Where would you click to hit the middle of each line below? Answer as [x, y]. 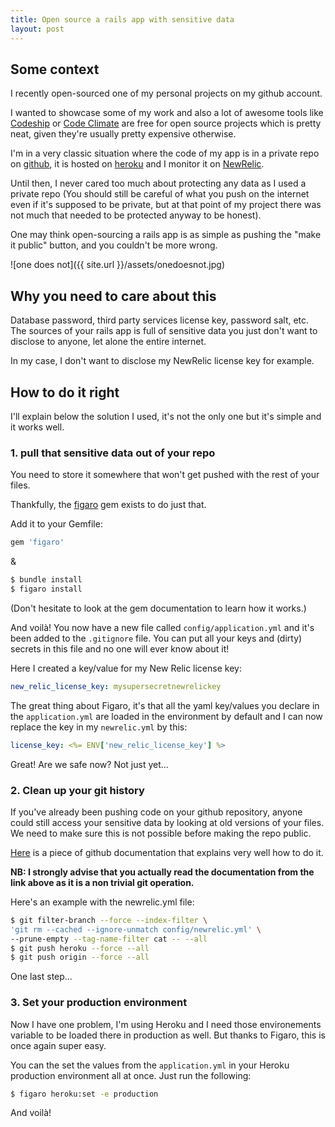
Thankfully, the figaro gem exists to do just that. [108, 505]
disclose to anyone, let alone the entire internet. [108, 342]
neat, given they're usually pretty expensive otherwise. [123, 134]
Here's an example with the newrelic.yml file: [102, 902]
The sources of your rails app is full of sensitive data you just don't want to [164, 331]
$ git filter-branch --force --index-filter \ [109, 920]
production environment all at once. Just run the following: [131, 1075]
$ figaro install [46, 589]
